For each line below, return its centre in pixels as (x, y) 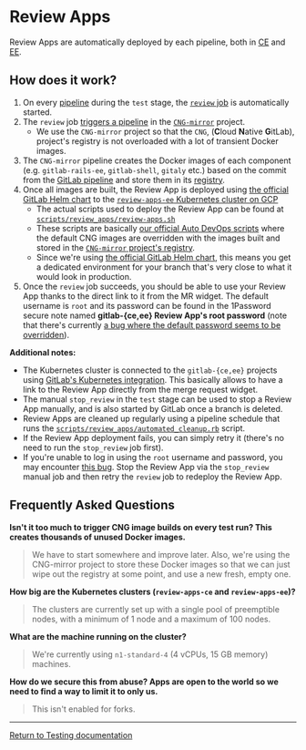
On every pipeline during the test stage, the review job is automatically (156, 102)
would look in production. (84, 276)
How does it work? (63, 81)
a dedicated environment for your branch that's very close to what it (164, 267)
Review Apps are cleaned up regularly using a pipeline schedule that (151, 418)
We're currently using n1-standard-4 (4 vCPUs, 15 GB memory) (150, 654)
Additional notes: (43, 352)
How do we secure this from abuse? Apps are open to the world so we (144, 682)
